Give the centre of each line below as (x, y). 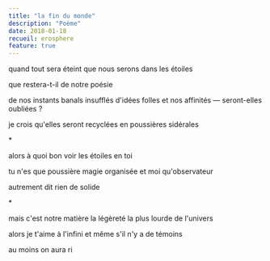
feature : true (32, 46)
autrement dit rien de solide (54, 187)
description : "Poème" (45, 23)
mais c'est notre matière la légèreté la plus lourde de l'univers (111, 218)
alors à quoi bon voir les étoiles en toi (71, 156)
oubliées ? (25, 109)
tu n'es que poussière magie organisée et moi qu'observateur (111, 171)
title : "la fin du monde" (52, 16)
